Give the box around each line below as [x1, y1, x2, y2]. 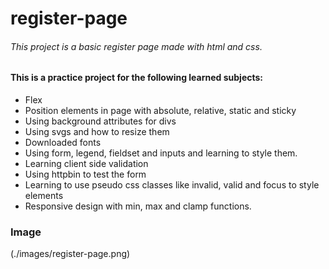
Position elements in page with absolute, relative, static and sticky [24, 105, 297, 116]
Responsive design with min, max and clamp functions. [24, 200, 252, 212]
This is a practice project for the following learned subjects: [10, 72, 264, 84]
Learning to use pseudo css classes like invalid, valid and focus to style [24, 179, 320, 191]
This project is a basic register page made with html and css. [10, 40, 263, 52]
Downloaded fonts [24, 137, 102, 148]
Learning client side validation [24, 158, 149, 169]
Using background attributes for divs [24, 115, 177, 127]
